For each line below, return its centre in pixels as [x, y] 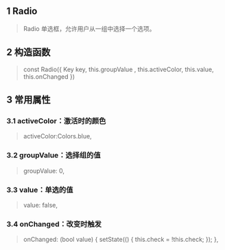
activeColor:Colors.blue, [57, 136]
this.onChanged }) [49, 76]
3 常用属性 [28, 100]
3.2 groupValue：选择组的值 [54, 155]
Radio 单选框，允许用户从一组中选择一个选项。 [89, 28]
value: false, [40, 205]
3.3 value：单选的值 [40, 190]
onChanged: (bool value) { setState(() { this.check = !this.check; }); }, [121, 240]
